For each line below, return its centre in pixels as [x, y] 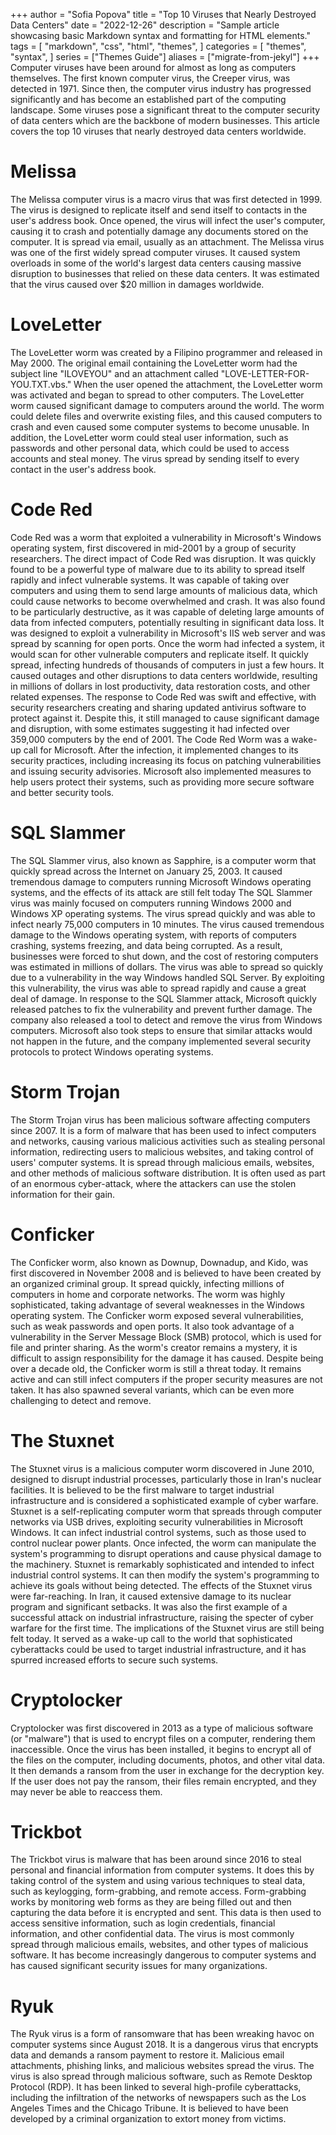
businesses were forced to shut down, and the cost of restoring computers [164, 956]
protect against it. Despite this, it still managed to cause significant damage [165, 718]
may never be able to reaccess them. [86, 1791]
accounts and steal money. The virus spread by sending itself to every [155, 458]
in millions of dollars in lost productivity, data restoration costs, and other [160, 686]
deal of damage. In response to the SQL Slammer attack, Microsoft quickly [163, 998]
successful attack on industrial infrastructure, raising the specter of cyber [162, 1617]
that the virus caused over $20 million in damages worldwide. [137, 284]
